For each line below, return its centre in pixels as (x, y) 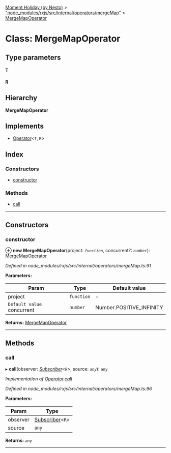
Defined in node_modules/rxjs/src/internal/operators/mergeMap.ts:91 (78, 266)
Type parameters (33, 57)
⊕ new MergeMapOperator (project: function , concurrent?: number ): (78, 251)
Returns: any (19, 440)
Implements (25, 126)
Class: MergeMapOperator (63, 39)
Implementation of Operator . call (39, 379)
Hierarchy (21, 98)
